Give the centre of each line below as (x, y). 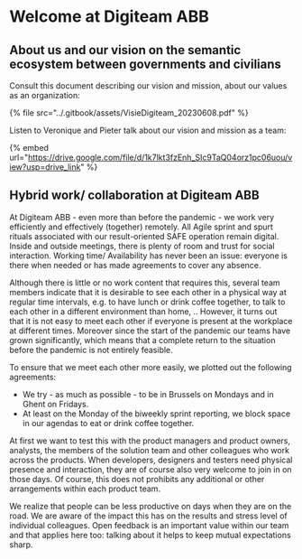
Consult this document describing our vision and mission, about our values (148, 86)
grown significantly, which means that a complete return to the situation (142, 340)
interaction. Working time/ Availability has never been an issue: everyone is (149, 256)
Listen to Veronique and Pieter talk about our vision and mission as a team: (148, 130)
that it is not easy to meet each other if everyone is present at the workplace (151, 321)
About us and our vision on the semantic (125, 50)
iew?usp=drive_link (45, 167)
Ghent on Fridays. (55, 404)
